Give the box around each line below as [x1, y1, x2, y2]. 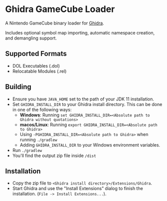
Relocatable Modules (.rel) [12, 68, 67, 74]
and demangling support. [5, 35, 57, 41]
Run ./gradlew [12, 147, 42, 153]
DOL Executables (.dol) [12, 62, 60, 68]
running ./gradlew [19, 136, 57, 142]
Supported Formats [5, 49, 67, 58]
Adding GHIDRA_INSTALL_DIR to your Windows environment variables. [19, 141, 161, 148]
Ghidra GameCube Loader [5, 3, 115, 15]
